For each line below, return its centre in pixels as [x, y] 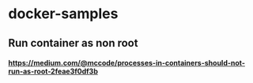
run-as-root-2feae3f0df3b [53, 71]
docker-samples [63, 14]
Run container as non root [73, 43]
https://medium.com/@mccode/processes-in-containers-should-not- [127, 63]
